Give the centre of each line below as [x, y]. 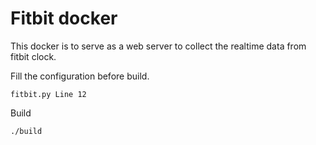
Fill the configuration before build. [80, 76]
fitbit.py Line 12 [48, 94]
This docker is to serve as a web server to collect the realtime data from [158, 46]
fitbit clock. [33, 56]
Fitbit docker [64, 18]
